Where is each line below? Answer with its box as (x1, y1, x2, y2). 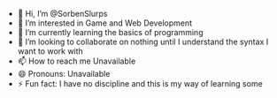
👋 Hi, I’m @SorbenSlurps (17, 9, 108, 19)
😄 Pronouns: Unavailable (17, 69, 111, 79)
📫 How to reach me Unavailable (17, 56, 136, 66)
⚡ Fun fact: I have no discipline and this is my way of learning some (17, 79, 263, 88)
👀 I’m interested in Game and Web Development (17, 18, 193, 28)
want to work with (17, 46, 84, 57)
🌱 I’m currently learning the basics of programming (17, 27, 204, 37)
